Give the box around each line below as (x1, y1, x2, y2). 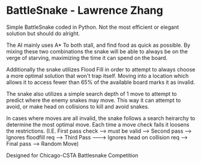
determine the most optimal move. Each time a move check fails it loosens (6, 121, 190, 128)
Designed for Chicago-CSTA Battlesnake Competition (6, 151, 139, 159)
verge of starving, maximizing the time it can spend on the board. (6, 54, 168, 61)
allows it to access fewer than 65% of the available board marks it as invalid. (6, 79, 196, 86)
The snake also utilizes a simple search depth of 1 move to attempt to (6, 90, 177, 97)
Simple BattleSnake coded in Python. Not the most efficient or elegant (6, 23, 179, 31)
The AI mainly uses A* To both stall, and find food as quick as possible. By (6, 41, 191, 49)
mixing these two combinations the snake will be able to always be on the (6, 47, 188, 55)
